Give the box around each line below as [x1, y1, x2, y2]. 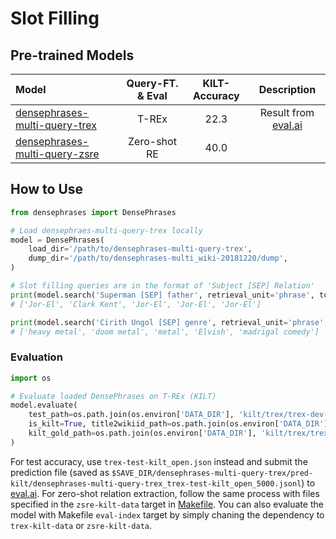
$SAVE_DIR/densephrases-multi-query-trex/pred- [111, 468, 314, 478]
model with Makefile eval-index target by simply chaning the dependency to [10, 508, 325, 521]
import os [10, 373, 52, 383]
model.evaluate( [10, 400, 78, 411]
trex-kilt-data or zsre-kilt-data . [10, 519, 153, 531]
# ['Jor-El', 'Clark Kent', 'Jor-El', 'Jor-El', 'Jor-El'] [10, 299, 262, 309]
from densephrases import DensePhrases [10, 207, 177, 217]
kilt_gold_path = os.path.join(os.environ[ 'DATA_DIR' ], [28, 428, 257, 439]
